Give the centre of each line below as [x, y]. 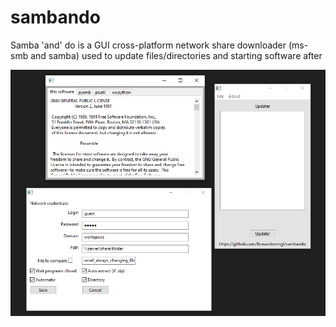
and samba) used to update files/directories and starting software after [176, 55]
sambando [55, 17]
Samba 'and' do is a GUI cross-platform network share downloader [148, 45]
